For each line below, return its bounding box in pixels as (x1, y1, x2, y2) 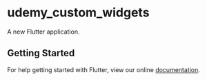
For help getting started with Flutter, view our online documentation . (7, 65, 200, 73)
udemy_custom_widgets (7, 5, 150, 21)
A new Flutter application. (7, 27, 80, 36)
